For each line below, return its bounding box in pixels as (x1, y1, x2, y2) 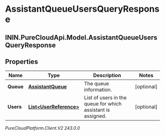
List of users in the (84, 94, 127, 101)
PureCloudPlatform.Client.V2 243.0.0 (5, 125, 80, 131)
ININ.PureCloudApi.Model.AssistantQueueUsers (5, 33, 158, 42)
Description (93, 72, 121, 79)
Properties (5, 57, 38, 66)
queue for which (84, 100, 122, 107)
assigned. (84, 113, 107, 119)
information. (84, 87, 112, 93)
